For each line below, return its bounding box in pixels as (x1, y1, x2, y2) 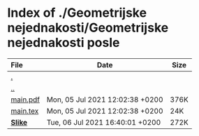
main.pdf (10, 95, 40, 104)
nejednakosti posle (7, 35, 120, 50)
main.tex (10, 106, 39, 116)
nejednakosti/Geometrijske (7, 20, 169, 36)
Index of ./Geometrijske (7, 5, 147, 21)
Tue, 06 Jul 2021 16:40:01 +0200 (46, 117, 161, 127)
